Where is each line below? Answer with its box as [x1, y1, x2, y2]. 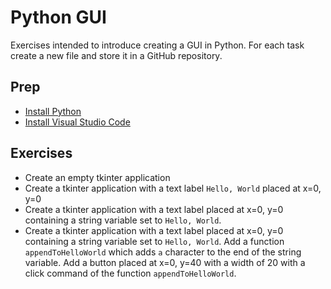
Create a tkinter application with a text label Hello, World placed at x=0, [24, 182, 322, 194]
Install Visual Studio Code [24, 116, 131, 128]
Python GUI [10, 6, 107, 29]
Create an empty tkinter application [24, 171, 171, 183]
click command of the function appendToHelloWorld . [24, 267, 237, 279]
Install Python [24, 105, 82, 117]
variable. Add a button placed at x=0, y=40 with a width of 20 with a [24, 256, 306, 268]
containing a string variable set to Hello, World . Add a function [24, 235, 285, 247]
